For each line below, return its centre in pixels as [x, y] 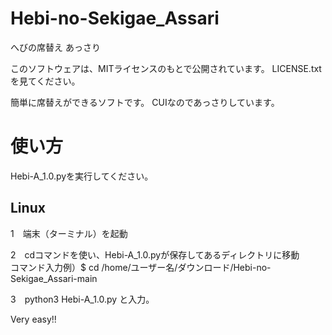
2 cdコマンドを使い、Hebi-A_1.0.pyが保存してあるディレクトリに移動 [155, 254]
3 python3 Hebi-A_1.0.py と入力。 [82, 299]
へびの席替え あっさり [55, 47]
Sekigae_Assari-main [54, 278]
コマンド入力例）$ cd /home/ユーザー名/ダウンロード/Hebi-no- [141, 267]
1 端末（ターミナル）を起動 [69, 233]
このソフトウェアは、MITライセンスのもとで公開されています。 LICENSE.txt [166, 68]
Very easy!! [33, 319]
